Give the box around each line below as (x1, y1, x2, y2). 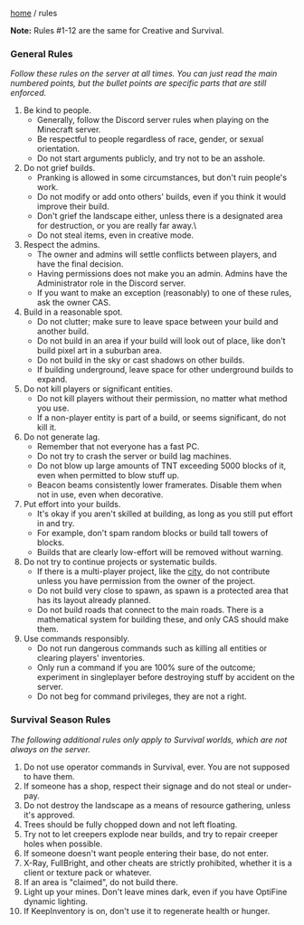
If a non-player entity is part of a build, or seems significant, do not (36, 412, 287, 423)
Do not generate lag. (23, 431, 100, 442)
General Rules (10, 47, 73, 60)
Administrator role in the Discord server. (36, 278, 186, 288)
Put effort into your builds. (23, 499, 121, 510)
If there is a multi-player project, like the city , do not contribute (36, 566, 271, 577)
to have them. (23, 770, 75, 781)
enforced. (10, 88, 47, 99)
